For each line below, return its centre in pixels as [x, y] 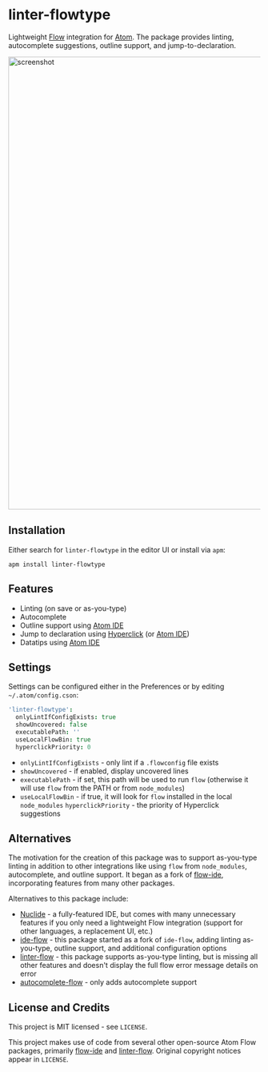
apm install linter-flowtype [57, 564]
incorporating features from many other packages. [92, 883]
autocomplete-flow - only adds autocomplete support [108, 982]
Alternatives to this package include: [68, 899]
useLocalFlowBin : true [53, 739]
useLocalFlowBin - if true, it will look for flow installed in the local [126, 796]
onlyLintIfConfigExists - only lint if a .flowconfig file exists [119, 762]
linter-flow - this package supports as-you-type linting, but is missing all [139, 957]
